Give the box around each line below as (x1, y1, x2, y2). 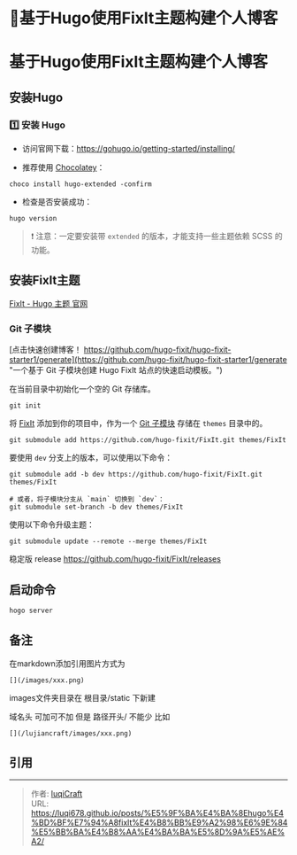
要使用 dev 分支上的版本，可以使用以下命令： (9, 453, 173, 463)
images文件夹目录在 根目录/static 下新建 (9, 692, 156, 703)
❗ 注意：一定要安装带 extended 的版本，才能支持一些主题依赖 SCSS (30, 231, 273, 242)
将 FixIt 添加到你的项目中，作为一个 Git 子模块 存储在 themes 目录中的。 (9, 418, 268, 429)
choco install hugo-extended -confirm (9, 180, 152, 189)
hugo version (9, 214, 57, 223)
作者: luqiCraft (30, 789, 83, 799)
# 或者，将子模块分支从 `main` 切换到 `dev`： (9, 495, 165, 504)
